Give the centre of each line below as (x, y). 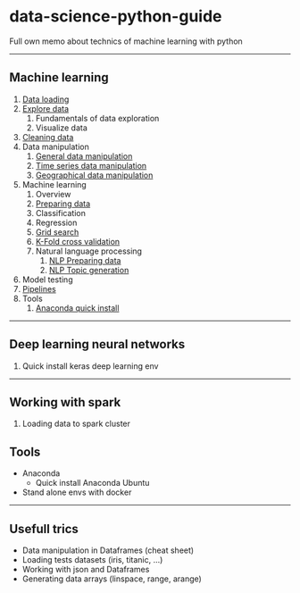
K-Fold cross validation (78, 241)
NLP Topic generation (89, 270)
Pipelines (39, 288)
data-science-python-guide (116, 17)
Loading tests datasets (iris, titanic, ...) (92, 560)
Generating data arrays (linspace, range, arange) (112, 579)
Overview (53, 194)
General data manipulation (84, 156)
